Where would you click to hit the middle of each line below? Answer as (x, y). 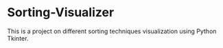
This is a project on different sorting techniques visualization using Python (112, 31)
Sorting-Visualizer (61, 13)
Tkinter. (18, 38)
